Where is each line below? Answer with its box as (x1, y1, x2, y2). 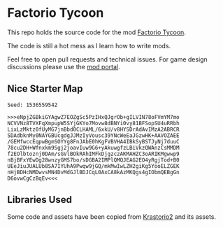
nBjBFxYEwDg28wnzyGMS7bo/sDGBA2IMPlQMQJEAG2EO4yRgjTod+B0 (7, 156, 180, 164)
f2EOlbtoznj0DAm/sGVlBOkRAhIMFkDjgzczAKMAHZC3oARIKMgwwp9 (7, 150, 180, 157)
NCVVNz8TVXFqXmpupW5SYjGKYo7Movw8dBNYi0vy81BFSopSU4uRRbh (7, 120, 180, 127)
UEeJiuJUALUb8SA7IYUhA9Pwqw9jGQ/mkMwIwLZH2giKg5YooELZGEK (7, 162, 180, 169)
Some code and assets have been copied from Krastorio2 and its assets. (7, 212, 217, 221)
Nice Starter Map (7, 83, 83, 95)
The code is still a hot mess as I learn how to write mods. (7, 41, 171, 50)
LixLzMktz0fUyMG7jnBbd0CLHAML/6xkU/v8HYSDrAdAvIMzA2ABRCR (7, 126, 180, 133)
